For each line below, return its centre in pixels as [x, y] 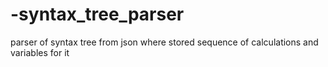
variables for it [40, 52]
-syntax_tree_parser [97, 14]
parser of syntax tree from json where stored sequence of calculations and [164, 42]
